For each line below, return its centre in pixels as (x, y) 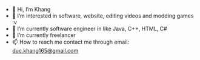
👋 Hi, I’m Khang (31, 9)
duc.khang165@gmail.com (45, 51)
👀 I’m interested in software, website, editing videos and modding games (103, 16)
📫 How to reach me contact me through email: (70, 42)
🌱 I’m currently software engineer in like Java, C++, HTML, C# (90, 28)
